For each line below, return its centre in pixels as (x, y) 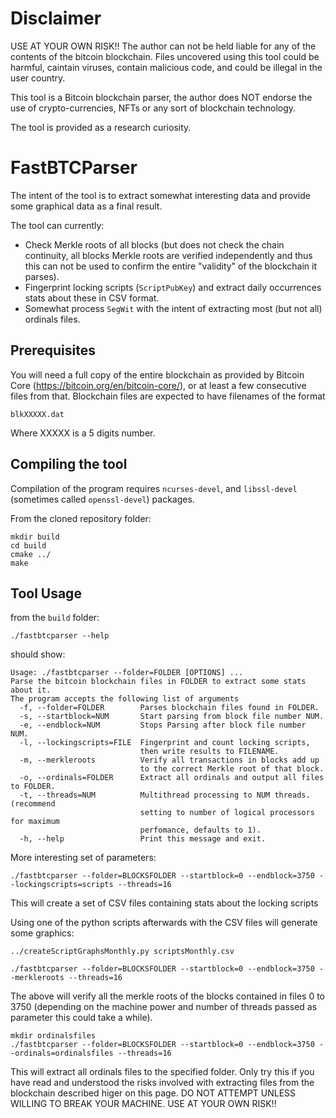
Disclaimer (56, 18)
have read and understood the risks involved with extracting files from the (162, 1083)
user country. (38, 78)
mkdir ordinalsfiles (53, 1036)
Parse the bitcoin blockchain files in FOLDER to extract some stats (158, 682)
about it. (31, 690)
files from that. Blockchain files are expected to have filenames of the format (168, 396)
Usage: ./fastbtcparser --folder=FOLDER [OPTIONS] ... (127, 673)
